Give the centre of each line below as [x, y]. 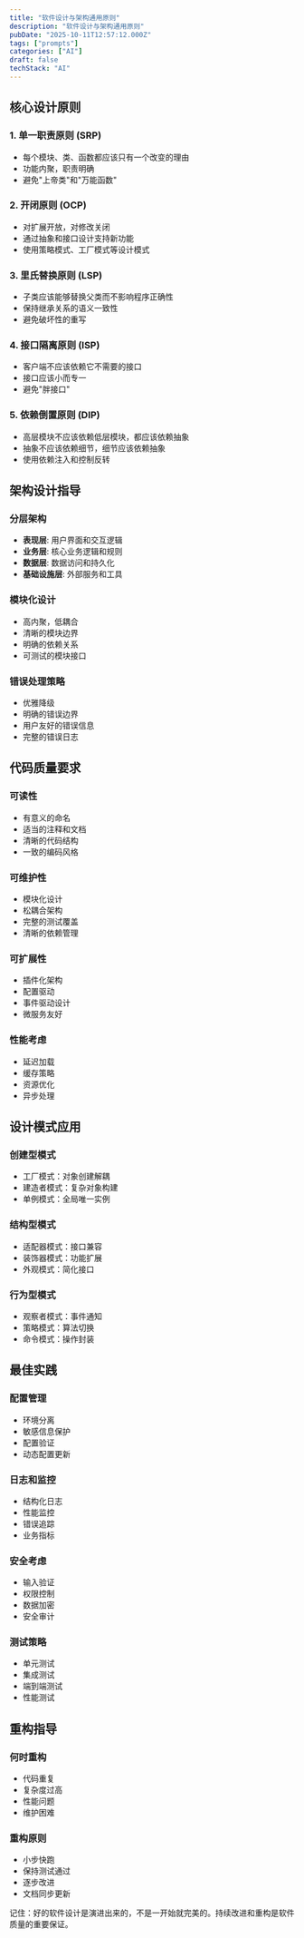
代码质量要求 [45, 768]
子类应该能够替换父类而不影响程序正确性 [98, 297]
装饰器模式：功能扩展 [62, 1258]
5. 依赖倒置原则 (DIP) [55, 416]
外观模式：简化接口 [58, 1269]
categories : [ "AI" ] [46, 52]
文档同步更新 [46, 1894]
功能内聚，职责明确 [58, 168]
